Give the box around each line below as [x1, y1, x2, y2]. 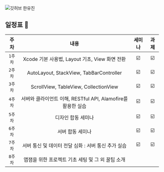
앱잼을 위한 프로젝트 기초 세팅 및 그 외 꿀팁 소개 [23, 156, 125, 163]
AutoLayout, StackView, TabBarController [26, 69, 122, 76]
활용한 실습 [62, 102, 87, 109]
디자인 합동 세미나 [55, 114, 94, 121]
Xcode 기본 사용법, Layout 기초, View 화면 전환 [22, 56, 126, 62]
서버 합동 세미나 [57, 128, 92, 135]
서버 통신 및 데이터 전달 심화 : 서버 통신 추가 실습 [22, 142, 127, 149]
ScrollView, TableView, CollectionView [31, 83, 119, 90]
